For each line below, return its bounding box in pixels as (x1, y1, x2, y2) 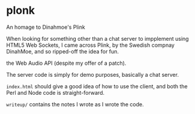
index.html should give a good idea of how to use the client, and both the (6, 82, 188, 90)
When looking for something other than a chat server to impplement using (6, 35, 189, 42)
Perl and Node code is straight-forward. (6, 89, 105, 96)
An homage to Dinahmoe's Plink (6, 23, 85, 31)
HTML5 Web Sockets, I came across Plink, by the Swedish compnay (6, 41, 175, 49)
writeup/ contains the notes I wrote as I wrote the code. (6, 100, 144, 108)
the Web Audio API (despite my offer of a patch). (6, 59, 127, 67)
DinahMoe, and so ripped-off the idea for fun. (6, 47, 119, 55)
